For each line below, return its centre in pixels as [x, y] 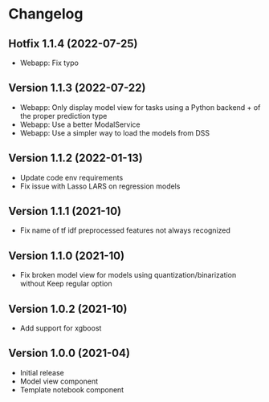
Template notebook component [72, 389]
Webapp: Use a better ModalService [80, 124]
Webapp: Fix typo [49, 63]
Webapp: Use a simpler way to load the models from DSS [115, 132]
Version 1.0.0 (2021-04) [69, 353]
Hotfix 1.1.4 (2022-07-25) [73, 44]
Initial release [42, 372]
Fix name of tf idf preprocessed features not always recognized [125, 230]
